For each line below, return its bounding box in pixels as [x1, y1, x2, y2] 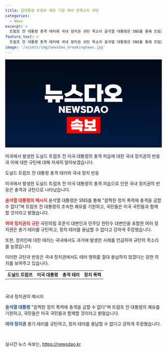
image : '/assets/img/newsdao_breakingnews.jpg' [5, 45, 106, 50]
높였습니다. [10, 243, 32, 249]
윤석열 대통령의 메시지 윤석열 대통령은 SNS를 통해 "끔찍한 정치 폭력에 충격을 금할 [5, 197, 162, 204]
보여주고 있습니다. [14, 260, 49, 266]
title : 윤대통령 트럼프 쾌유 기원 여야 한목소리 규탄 [5, 8, 99, 13]
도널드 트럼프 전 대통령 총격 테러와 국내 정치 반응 [5, 170, 99, 176]
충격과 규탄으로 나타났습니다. [14, 187, 71, 193]
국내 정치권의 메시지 [5, 293, 44, 299]
